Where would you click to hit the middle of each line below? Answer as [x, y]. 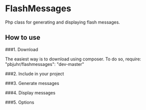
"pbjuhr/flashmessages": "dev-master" [45, 64]
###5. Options [20, 102]
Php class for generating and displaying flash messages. [63, 22]
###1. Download [22, 49]
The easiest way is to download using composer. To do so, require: [73, 59]
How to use [23, 38]
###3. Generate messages [32, 83]
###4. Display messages [30, 93]
